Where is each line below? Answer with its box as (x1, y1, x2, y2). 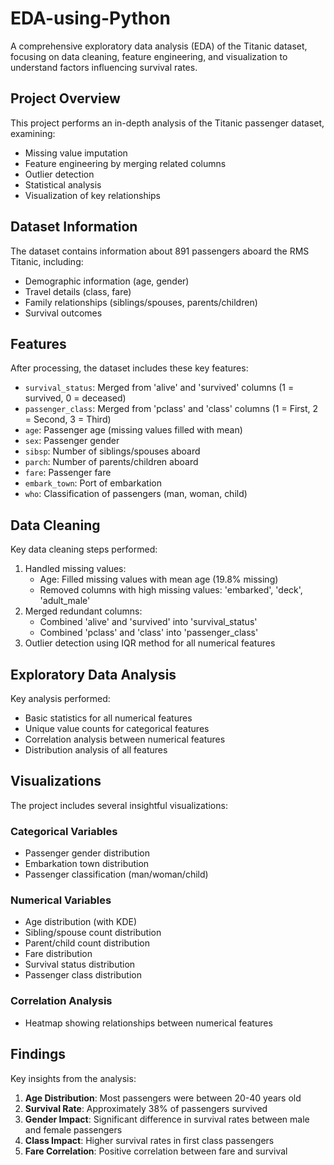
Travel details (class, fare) (24, 285, 132, 297)
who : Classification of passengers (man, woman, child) (24, 488, 248, 500)
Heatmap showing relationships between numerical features (24, 1017, 273, 1029)
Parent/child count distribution (24, 937, 150, 949)
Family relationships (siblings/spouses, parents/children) (24, 296, 258, 308)
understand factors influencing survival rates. (10, 61, 198, 73)
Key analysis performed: (10, 693, 111, 704)
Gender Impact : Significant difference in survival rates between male (24, 1113, 310, 1125)
